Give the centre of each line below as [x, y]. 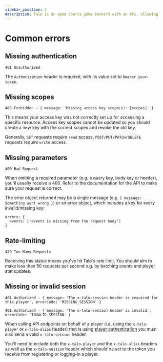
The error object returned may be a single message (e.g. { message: [73, 198]
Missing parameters [36, 157]
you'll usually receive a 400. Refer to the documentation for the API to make [81, 183]
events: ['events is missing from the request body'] [65, 221]
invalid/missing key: [25, 208]
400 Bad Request [21, 169]
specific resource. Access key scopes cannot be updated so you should [78, 122]
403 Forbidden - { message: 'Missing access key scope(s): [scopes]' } [79, 108]
